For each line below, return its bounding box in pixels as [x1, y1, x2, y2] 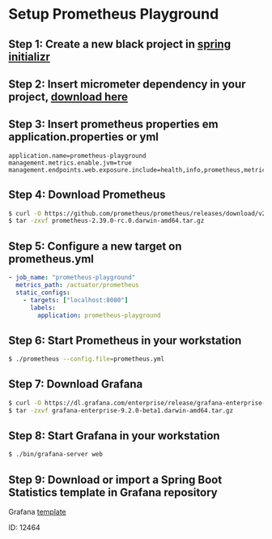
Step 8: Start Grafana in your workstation [8, 429, 220, 443]
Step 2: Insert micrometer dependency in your [8, 77, 246, 91]
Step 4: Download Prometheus [8, 188, 166, 202]
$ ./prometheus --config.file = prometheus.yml [8, 355, 164, 363]
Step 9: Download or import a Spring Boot [8, 473, 223, 486]
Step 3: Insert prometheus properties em [8, 118, 219, 131]
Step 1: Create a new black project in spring [8, 37, 232, 51]
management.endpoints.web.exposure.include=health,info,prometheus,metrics [8, 165, 270, 174]
